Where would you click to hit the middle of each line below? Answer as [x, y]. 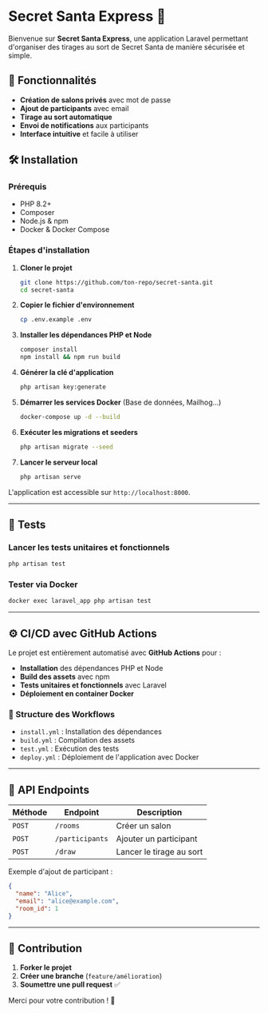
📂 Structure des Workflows [62, 715]
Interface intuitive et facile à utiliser [79, 134]
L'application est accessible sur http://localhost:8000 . [99, 492]
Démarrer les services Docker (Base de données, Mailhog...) [120, 402]
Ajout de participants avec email [74, 108]
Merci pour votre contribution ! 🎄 [62, 1001]
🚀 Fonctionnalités [53, 80]
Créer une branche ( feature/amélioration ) [91, 976]
